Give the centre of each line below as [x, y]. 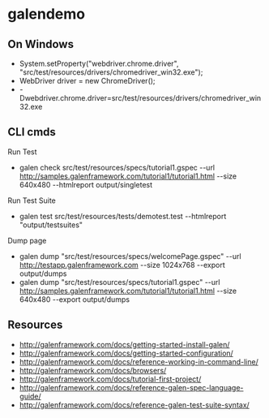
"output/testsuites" [51, 225]
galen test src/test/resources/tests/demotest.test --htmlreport [123, 216]
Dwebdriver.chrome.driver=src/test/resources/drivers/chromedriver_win [140, 98]
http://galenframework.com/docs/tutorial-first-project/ [110, 379]
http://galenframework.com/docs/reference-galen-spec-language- [131, 387]
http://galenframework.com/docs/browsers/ [93, 370]
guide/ [30, 396]
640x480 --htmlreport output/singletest [86, 184]
